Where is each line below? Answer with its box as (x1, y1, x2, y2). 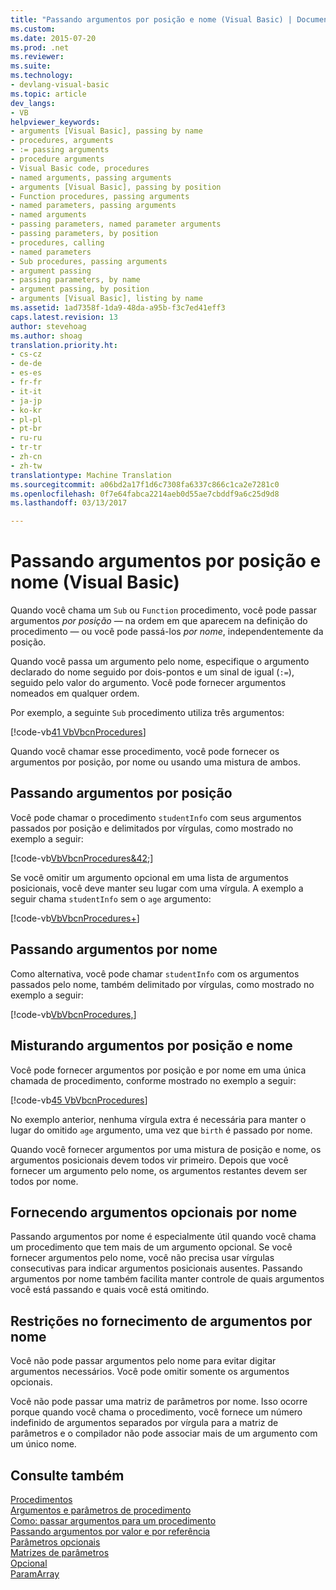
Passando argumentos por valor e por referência (10, 1525, 211, 1537)
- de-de (10, 359, 43, 369)
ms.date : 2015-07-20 (10, 33, 97, 43)
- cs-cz (10, 349, 43, 360)
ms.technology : (10, 71, 74, 81)
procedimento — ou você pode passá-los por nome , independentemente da (10, 626, 324, 638)
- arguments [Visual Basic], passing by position (10, 182, 222, 192)
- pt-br (10, 424, 43, 434)
